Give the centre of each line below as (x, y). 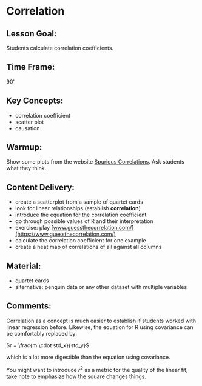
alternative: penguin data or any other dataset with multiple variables (101, 287)
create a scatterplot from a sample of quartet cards (79, 202)
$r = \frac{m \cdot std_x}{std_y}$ (48, 345)
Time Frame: (31, 67)
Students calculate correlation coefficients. (60, 48)
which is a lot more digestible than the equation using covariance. (89, 357)
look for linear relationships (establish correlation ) (78, 208)
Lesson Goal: (32, 34)
